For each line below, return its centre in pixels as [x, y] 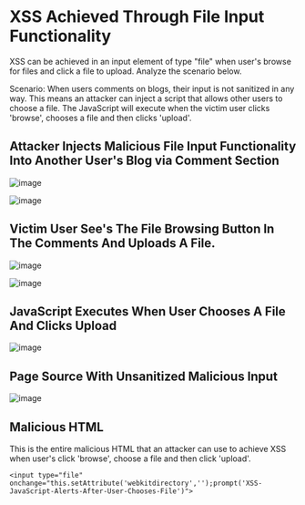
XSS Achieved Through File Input [137, 17]
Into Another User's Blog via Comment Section [144, 161]
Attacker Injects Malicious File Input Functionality [153, 146]
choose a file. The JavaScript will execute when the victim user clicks [140, 108]
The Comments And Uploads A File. [112, 243]
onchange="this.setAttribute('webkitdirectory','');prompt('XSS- [136, 483]
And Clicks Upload [63, 325]
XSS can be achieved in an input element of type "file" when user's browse [150, 61]
